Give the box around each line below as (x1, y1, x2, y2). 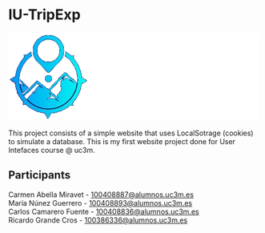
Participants (8, 168, 70, 182)
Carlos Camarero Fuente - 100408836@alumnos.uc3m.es (8, 207, 199, 216)
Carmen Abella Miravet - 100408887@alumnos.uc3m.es (8, 190, 195, 199)
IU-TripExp (8, 6, 82, 24)
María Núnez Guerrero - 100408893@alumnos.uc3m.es (8, 198, 193, 207)
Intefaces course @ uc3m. (8, 145, 96, 155)
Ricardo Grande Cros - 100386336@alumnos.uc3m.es (8, 215, 188, 225)
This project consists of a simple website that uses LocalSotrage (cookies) (8, 128, 254, 138)
